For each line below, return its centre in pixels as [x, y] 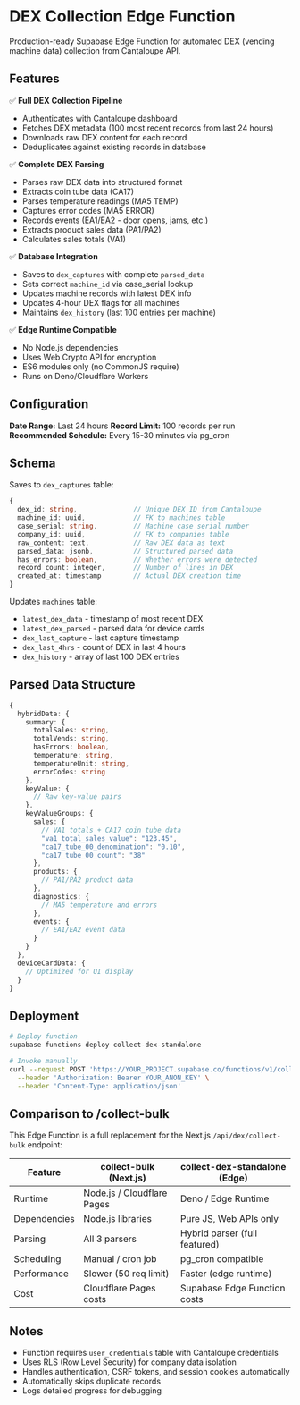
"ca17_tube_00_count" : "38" [93, 855]
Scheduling [37, 1259]
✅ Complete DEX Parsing [57, 164]
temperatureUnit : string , [81, 763]
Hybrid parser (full [218, 1233]
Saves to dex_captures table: [62, 485]
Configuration [49, 404]
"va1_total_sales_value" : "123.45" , [109, 838]
